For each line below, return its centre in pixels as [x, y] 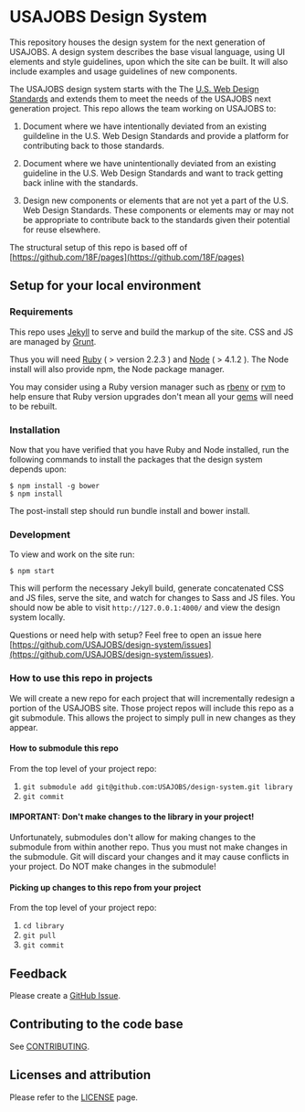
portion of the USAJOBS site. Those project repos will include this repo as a [152, 708]
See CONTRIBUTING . [49, 1046]
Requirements [42, 312]
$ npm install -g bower [55, 486]
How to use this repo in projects [81, 679]
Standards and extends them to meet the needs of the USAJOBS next [140, 99]
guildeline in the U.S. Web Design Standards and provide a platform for [156, 135]
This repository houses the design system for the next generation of [138, 42]
